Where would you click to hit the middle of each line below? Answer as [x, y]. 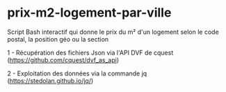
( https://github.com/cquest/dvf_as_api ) [63, 59]
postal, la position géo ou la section [58, 39]
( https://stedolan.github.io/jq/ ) [50, 80]
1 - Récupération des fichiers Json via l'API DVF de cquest [90, 53]
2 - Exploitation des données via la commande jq [77, 73]
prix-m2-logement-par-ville [89, 13]
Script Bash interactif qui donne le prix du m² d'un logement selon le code [113, 32]
